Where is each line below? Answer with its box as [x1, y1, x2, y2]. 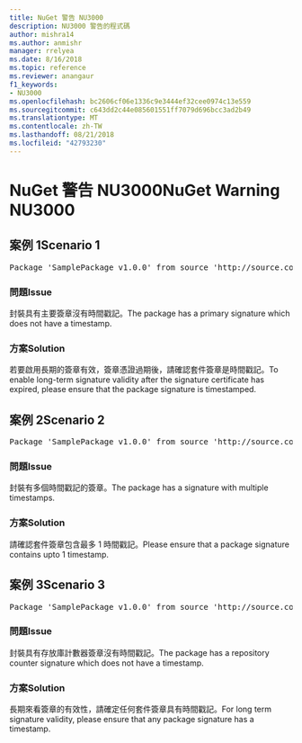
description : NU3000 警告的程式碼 [9, 22, 130, 31]
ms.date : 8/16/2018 [9, 55, 83, 64]
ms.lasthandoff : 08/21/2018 [9, 130, 115, 139]
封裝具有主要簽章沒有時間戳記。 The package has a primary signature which [9, 308, 290, 319]
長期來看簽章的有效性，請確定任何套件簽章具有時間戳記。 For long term [9, 703, 272, 715]
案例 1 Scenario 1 [9, 237, 101, 253]
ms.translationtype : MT [9, 113, 99, 122]
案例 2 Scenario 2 [9, 412, 105, 427]
